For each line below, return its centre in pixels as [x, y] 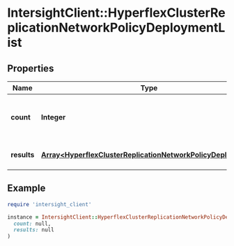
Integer [53, 117]
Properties [31, 68]
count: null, [32, 224]
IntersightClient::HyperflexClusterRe [117, 13]
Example [26, 188]
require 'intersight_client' [49, 204]
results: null [34, 230]
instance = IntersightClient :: [53, 217]
